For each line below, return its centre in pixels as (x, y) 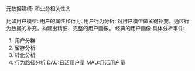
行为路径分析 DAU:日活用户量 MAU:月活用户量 (70, 62)
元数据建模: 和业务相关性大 (38, 8)
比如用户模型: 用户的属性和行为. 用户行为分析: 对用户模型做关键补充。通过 (95, 21)
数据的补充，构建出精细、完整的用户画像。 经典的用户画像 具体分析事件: (98, 28)
